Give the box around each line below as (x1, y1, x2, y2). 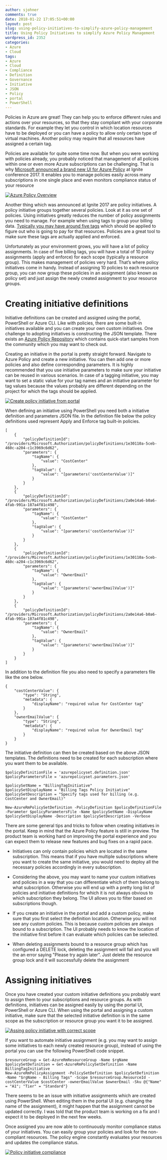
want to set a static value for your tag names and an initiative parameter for (5, 377, 160, 383)
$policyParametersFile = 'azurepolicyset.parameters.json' (5, 775, 131, 780)
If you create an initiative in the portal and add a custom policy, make (12, 910, 154, 916)
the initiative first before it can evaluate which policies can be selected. (12, 932, 159, 938)
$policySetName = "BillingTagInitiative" (5, 783, 93, 789)
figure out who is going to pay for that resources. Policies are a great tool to (5, 228, 161, 234)
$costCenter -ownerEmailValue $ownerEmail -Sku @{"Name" (40, 1079, 162, 1084)
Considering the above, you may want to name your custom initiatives (12, 874, 156, 880)
